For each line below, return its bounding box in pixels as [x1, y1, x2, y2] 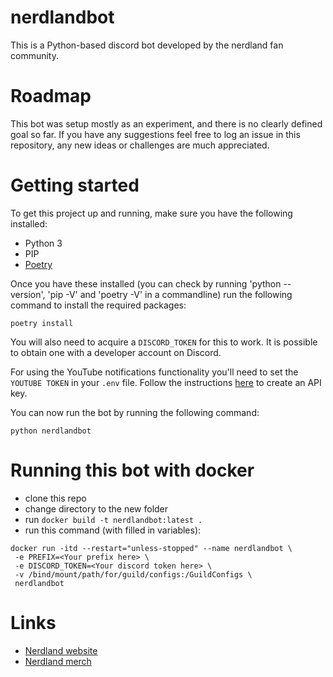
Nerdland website [24, 644, 98, 656]
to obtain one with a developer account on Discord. [10, 346, 222, 358]
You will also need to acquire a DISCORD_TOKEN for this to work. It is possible [10, 336, 318, 348]
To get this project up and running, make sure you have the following [10, 207, 293, 219]
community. [10, 49, 59, 61]
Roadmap [10, 85, 92, 108]
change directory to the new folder [24, 502, 169, 515]
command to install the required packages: [10, 299, 187, 311]
